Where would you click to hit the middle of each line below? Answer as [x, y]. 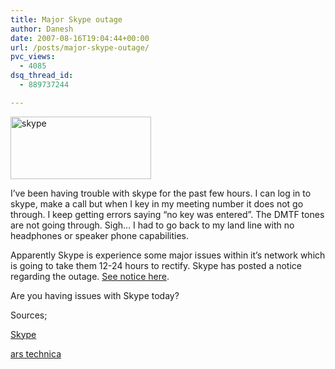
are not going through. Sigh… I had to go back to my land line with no [152, 225]
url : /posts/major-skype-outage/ [80, 47]
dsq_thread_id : [42, 76]
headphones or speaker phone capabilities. [99, 235]
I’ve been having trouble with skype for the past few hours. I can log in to [161, 193]
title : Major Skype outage [66, 19]
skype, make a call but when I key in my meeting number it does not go [157, 203]
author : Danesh [42, 29]
